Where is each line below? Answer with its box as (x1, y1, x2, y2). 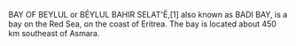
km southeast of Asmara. (8, 28, 100, 38)
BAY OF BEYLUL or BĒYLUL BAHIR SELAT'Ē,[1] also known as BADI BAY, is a (8, 10, 288, 19)
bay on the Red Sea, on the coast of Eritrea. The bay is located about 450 (8, 19, 277, 29)
